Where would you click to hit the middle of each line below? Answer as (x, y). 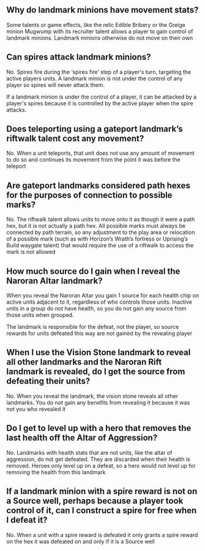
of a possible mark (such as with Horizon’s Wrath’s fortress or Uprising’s (97, 239)
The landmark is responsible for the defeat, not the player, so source (93, 327)
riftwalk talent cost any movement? (75, 139)
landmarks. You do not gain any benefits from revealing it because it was (98, 402)
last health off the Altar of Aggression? (82, 438)
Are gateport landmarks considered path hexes (99, 185)
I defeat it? (27, 520)
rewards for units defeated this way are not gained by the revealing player (99, 334)
